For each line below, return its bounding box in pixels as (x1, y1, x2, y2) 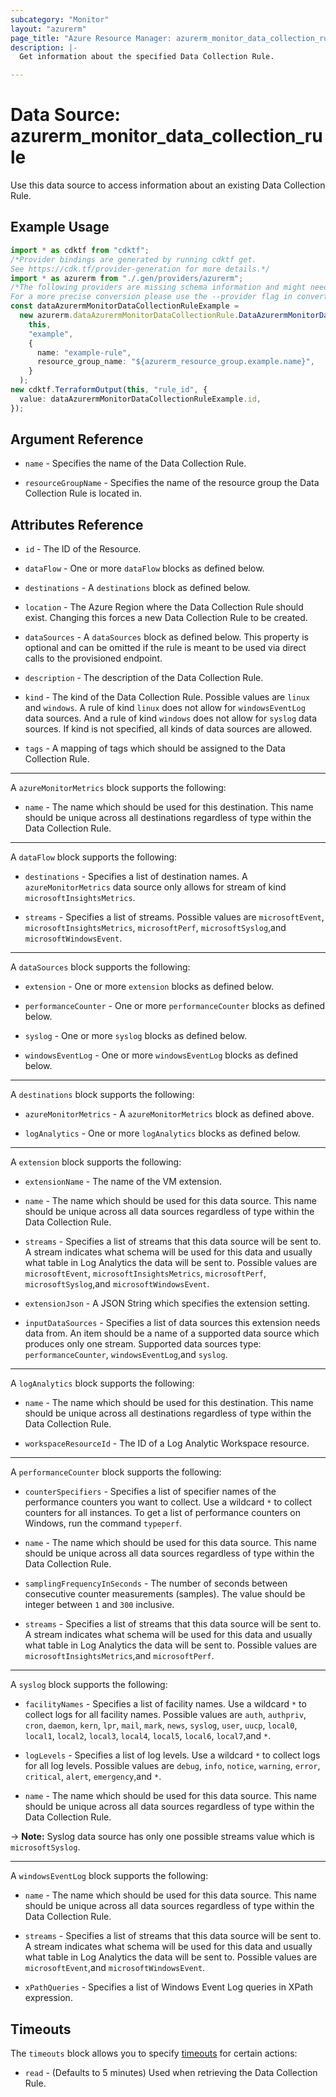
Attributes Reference (10, 516, 144, 533)
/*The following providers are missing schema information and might (10, 282, 307, 293)
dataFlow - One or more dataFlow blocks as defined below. (24, 562, 265, 575)
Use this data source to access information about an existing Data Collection (10, 179, 326, 191)
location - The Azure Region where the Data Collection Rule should (24, 601, 304, 613)
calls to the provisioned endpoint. (24, 652, 163, 665)
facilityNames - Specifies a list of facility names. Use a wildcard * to (24, 1698, 307, 1710)
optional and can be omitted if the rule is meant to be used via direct (24, 642, 307, 654)
